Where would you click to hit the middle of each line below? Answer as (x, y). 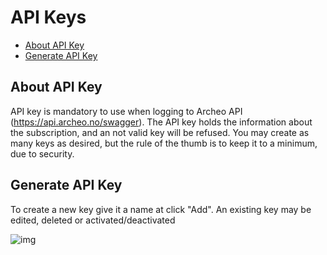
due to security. (42, 153)
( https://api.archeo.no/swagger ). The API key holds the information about (161, 122)
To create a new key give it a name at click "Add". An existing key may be (161, 209)
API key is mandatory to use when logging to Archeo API (126, 111)
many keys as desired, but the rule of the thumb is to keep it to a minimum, (164, 143)
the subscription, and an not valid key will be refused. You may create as (160, 132)
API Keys (48, 17)
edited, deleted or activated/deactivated (93, 220)
